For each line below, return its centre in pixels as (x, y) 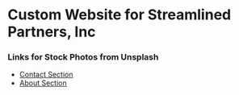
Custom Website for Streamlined (119, 15)
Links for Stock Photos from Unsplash (83, 57)
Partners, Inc (52, 32)
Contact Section (46, 75)
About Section (43, 83)
